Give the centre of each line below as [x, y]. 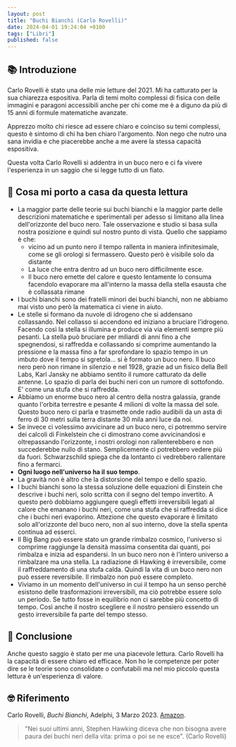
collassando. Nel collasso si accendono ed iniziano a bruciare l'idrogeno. [123, 321]
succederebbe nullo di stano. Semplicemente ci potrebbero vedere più [120, 449]
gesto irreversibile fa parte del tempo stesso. [82, 614]
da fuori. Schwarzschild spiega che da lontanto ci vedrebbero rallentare [122, 457]
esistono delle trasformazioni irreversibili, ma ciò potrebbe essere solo [119, 592]
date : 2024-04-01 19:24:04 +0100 [56, 27]
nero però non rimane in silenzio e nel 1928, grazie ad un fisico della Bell [122, 366]
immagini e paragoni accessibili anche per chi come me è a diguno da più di [117, 105]
